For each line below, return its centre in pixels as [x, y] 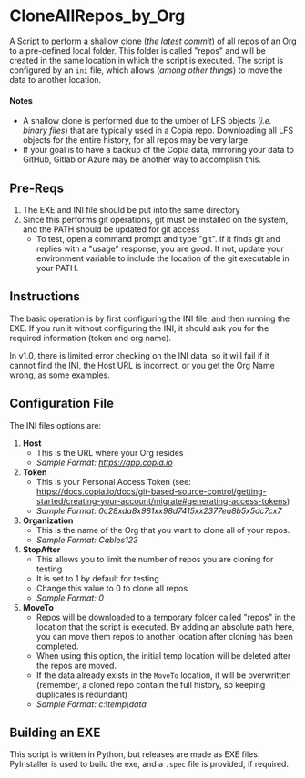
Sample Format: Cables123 [87, 540]
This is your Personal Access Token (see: [113, 481]
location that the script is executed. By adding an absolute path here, [165, 626]
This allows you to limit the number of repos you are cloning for [155, 559]
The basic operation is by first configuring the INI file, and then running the [150, 318]
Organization [48, 520]
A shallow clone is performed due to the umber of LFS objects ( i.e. [147, 121]
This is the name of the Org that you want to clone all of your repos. [163, 530]
